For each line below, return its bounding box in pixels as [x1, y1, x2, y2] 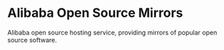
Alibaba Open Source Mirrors [7, 5, 183, 21]
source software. [7, 35, 58, 44]
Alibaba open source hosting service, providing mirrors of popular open [7, 28, 218, 37]
